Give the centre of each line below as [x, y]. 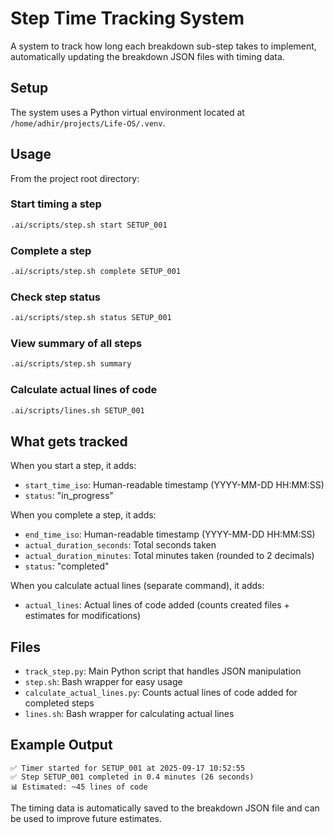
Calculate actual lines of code [84, 390]
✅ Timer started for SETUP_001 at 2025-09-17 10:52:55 [128, 768]
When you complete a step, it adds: [83, 515]
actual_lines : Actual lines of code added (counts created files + [157, 605]
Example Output [61, 745]
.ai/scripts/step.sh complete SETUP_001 [96, 272]
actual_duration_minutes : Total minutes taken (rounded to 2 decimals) [169, 556]
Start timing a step [56, 204]
